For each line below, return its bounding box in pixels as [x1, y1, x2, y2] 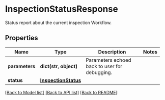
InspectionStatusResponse [5, 3, 118, 15]
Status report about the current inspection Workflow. [5, 20, 112, 25]
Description [98, 48, 126, 55]
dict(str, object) [40, 63, 78, 70]
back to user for [85, 63, 123, 70]
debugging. [85, 69, 112, 75]
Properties [5, 34, 38, 42]
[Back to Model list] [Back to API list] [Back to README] [5, 89, 118, 95]
